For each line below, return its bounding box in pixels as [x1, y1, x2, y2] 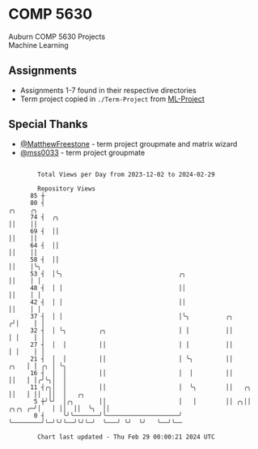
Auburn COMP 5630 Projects [8, 32, 106, 41]
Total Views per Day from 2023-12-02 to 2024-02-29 [37, 170, 216, 178]
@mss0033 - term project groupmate [19, 148, 146, 157]
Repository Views [37, 184, 95, 193]
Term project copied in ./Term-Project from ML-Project [19, 94, 205, 104]
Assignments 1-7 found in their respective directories [19, 85, 197, 95]
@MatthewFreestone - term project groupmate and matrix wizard [19, 139, 238, 148]
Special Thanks [8, 118, 88, 131]
